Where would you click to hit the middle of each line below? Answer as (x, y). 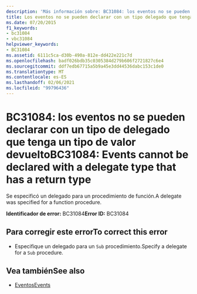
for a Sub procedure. (39, 252)
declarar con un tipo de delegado (88, 130)
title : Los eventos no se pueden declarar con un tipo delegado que (91, 17)
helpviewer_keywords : (33, 45)
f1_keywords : (22, 28)
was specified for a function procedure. (54, 202)
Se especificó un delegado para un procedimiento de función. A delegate (94, 196)
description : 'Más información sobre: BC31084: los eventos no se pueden (98, 11)
